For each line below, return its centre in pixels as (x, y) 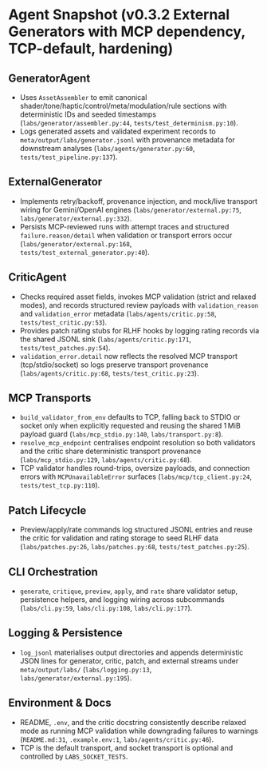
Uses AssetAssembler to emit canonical (83, 97)
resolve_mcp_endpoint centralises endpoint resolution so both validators (137, 443)
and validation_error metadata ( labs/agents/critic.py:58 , (118, 313)
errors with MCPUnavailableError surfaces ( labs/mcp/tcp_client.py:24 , (136, 476)
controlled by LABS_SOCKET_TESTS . (74, 756)
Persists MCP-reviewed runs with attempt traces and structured (124, 226)
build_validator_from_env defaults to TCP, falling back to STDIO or (130, 417)
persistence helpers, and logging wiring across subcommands (122, 600)
